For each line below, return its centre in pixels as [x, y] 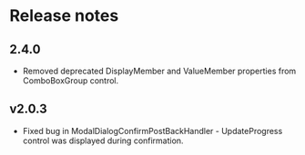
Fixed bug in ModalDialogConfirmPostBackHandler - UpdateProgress [152, 131]
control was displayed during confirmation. [103, 140]
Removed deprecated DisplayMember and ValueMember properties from [159, 71]
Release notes [64, 16]
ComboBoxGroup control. [71, 81]
